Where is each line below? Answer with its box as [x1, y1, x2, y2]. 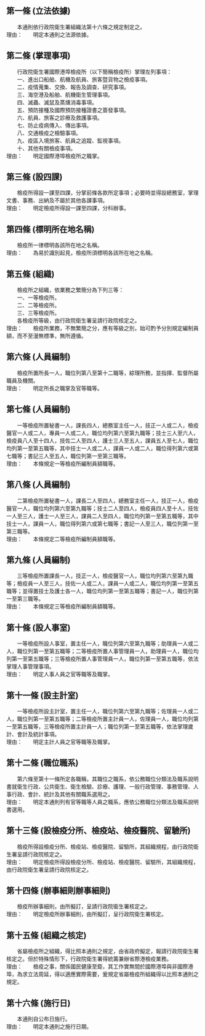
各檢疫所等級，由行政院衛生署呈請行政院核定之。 [16, 317, 140, 325]
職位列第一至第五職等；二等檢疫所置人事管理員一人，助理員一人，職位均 [16, 648, 199, 655]
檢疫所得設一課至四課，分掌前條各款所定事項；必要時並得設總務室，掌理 [16, 189, 199, 197]
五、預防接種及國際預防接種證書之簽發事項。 [16, 106, 129, 113]
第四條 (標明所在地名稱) [6, 224, 95, 235]
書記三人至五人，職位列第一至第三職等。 [27, 452, 129, 459]
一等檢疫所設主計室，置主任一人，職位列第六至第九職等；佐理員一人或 [16, 707, 193, 715]
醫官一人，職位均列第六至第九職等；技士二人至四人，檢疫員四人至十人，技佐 [6, 505, 199, 512]
